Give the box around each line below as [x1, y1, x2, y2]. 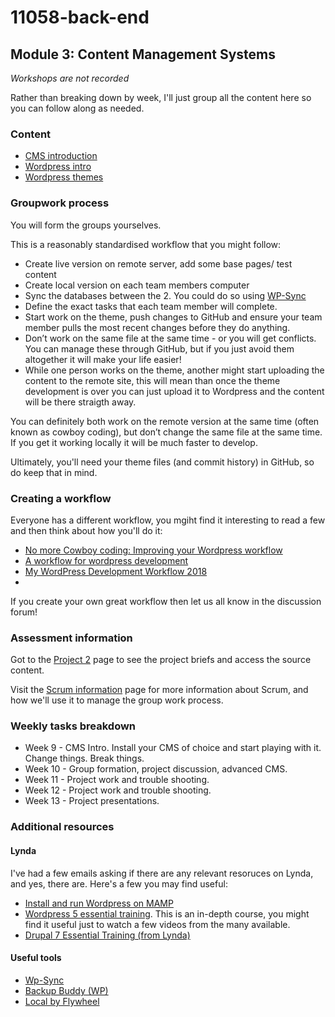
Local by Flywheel [24, 995, 100, 1007]
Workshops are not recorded [10, 72, 130, 84]
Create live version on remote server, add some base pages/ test [24, 257, 293, 270]
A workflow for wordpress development [24, 554, 189, 566]
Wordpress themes [24, 171, 104, 183]
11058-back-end [10, 6, 150, 29]
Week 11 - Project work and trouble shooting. [24, 774, 210, 786]
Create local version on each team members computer [24, 279, 250, 291]
